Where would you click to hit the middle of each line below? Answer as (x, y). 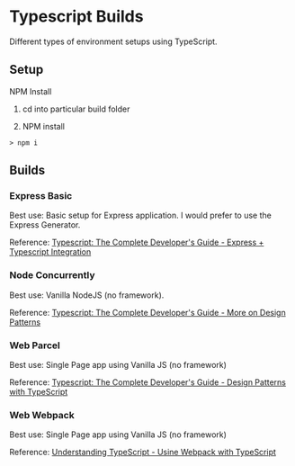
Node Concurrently (53, 275)
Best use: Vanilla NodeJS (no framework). (87, 295)
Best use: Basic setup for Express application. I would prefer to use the (140, 215)
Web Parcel (35, 345)
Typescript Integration (50, 252)
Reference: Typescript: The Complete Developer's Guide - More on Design (147, 312)
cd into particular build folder (76, 109)
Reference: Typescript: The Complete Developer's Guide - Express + (137, 242)
